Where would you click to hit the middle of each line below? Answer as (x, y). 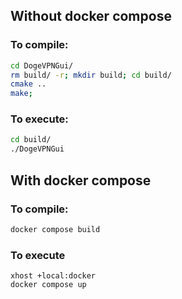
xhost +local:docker (53, 276)
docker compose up (48, 285)
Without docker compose (91, 16)
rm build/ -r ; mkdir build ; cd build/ (91, 75)
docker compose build (55, 229)
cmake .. (28, 84)
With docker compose (81, 180)
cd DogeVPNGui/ (42, 65)
